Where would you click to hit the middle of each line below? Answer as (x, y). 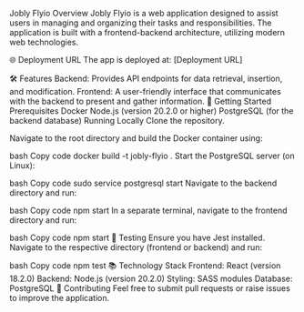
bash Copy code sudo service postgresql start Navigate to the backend (143, 183)
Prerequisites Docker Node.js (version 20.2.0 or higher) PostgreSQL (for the (152, 111)
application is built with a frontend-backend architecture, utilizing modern (147, 32)
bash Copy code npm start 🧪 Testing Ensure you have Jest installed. (137, 237)
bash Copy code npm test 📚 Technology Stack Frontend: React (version (145, 266)
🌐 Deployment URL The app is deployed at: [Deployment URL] (126, 60)
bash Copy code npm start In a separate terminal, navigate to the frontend (148, 210)
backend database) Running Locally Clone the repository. (117, 121)
